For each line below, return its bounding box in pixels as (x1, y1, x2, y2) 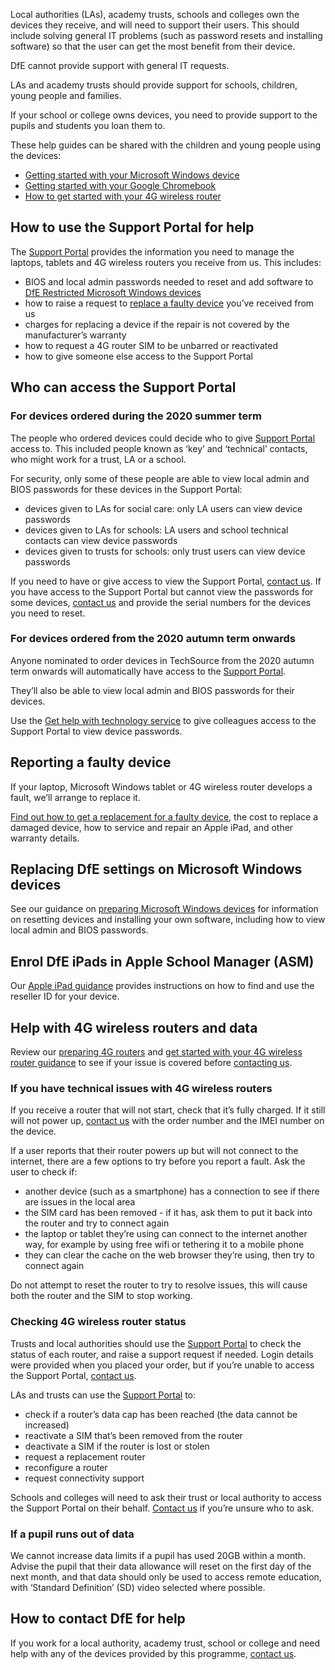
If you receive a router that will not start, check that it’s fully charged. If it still (10, 1104, 326, 1116)
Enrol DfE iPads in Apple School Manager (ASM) (10, 953, 315, 970)
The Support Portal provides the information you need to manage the (10, 245, 295, 258)
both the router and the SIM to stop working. (10, 1290, 193, 1302)
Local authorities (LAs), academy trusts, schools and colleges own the (10, 9, 300, 20)
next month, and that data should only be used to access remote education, (10, 1570, 322, 1583)
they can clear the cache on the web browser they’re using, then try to (24, 1249, 315, 1261)
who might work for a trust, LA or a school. (10, 453, 187, 465)
